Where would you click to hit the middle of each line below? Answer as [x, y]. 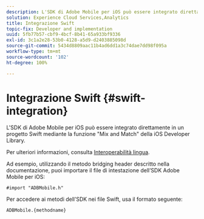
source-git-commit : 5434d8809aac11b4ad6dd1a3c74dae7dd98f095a [87, 46]
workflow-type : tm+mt [34, 52]
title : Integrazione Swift [40, 23]
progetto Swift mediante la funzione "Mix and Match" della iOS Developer [98, 134]
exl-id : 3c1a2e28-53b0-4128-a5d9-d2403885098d [66, 40]
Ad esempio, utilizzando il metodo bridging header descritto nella [88, 164]
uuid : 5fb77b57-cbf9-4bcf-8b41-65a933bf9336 [63, 35]
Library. [16, 141]
